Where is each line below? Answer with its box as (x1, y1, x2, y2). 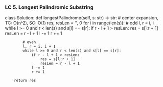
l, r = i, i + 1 (23, 44, 56, 49)
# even (23, 40, 36, 45)
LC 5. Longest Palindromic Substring (5, 4, 94, 11)
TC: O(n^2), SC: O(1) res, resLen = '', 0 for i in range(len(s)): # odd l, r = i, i (5, 20, 154, 26)
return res (14, 78, 36, 83)
